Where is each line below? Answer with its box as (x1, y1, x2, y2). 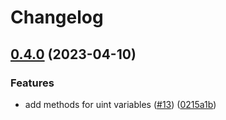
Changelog (10, 6, 104, 29)
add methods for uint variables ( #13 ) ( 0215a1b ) (24, 98, 217, 110)
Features (10, 76, 55, 90)
